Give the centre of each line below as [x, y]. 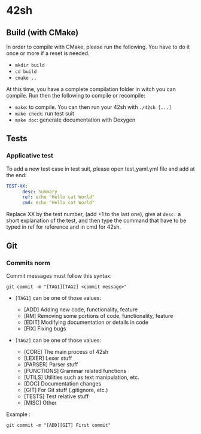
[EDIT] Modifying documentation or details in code [86, 322]
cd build [26, 72]
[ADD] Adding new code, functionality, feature [81, 309]
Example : [19, 414]
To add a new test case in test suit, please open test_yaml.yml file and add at [101, 169]
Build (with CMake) [42, 33]
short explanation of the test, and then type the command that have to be [96, 221]
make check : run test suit [45, 113]
